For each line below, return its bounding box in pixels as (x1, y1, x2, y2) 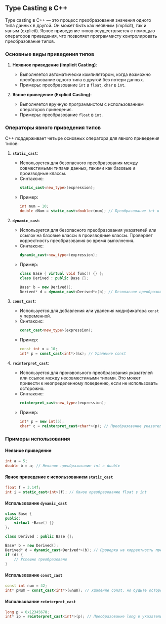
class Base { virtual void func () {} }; (19, 271, 104, 276)
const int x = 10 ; (19, 347, 58, 352)
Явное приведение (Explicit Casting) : (12, 92, 92, 98)
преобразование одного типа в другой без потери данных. (19, 77, 144, 83)
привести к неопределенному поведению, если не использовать (19, 380, 158, 386)
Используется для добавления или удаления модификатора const (19, 308, 159, 314)
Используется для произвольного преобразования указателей (19, 370, 153, 376)
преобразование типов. (5, 38, 55, 44)
